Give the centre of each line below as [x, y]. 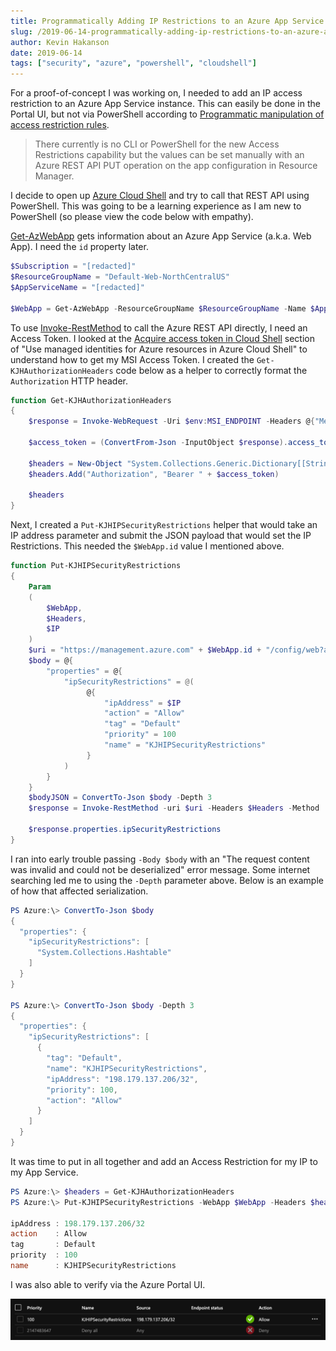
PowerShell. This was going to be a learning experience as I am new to [156, 206]
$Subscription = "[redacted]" [73, 266]
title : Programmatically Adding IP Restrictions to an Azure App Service [167, 21]
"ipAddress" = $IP [143, 703]
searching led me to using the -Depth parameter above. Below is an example [167, 880]
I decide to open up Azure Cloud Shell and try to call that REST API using [160, 196]
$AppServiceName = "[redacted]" [77, 287]
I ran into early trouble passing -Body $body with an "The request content [160, 859]
